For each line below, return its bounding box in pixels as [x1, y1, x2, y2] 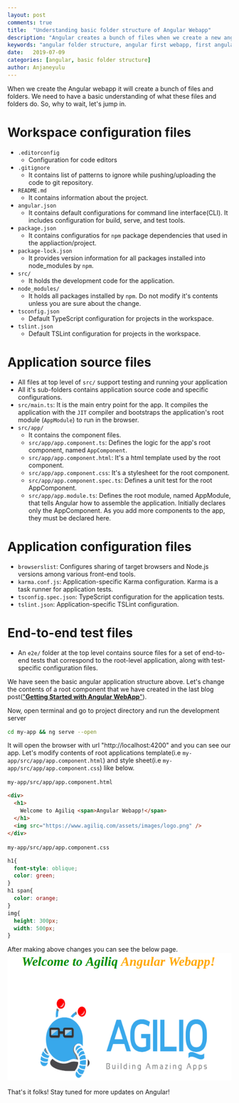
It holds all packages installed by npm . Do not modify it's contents [28, 292, 218, 300]
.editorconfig [17, 149, 60, 156]
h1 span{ [7, 888, 33, 895]
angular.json [17, 202, 57, 209]
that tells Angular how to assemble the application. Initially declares [28, 499, 226, 507]
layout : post [7, 11, 46, 18]
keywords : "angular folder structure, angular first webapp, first [7, 41, 212, 49]
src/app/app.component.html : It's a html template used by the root [28, 453, 221, 462]
